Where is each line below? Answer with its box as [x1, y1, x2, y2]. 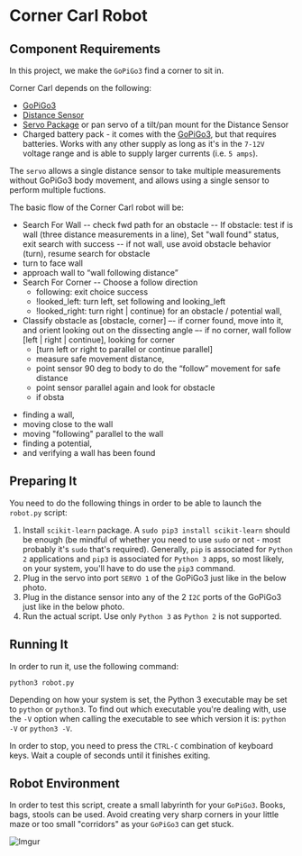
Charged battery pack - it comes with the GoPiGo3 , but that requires [22, 129, 277, 140]
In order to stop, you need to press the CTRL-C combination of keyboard [9, 740, 273, 751]
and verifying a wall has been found [22, 448, 156, 458]
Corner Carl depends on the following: [9, 83, 151, 93]
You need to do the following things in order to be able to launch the [9, 497, 262, 508]
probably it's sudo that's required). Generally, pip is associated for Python [22, 543, 293, 554]
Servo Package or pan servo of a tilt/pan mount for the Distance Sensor [22, 119, 289, 130]
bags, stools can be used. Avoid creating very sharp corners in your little [9, 809, 279, 820]
